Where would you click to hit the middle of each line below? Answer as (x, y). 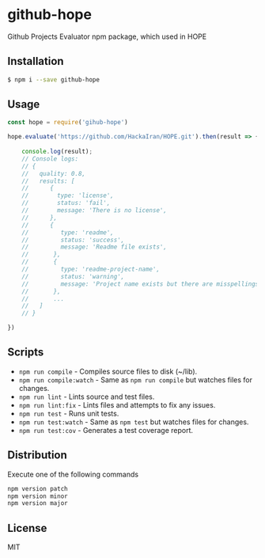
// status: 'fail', (66, 203)
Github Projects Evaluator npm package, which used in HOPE (107, 36)
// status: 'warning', (73, 276)
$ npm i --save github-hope (54, 80)
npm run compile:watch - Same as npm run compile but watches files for (135, 380)
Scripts (26, 353)
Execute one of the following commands (73, 474)
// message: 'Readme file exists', (95, 247)
